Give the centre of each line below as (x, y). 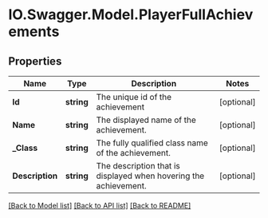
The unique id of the (134, 97)
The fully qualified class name (152, 143)
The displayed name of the (146, 120)
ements (34, 32)
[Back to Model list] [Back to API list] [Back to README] (100, 206)
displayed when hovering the (150, 176)
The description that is (138, 166)
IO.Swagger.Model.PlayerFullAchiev (131, 15)
